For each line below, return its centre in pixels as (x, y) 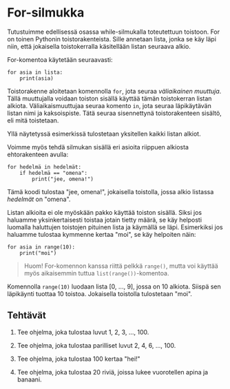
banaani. (30, 379)
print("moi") (38, 253)
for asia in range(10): (41, 247)
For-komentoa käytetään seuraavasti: (60, 59)
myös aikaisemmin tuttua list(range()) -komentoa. (96, 273)
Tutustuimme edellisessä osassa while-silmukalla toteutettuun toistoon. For (114, 32)
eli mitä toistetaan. (33, 120)
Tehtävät (27, 316)
